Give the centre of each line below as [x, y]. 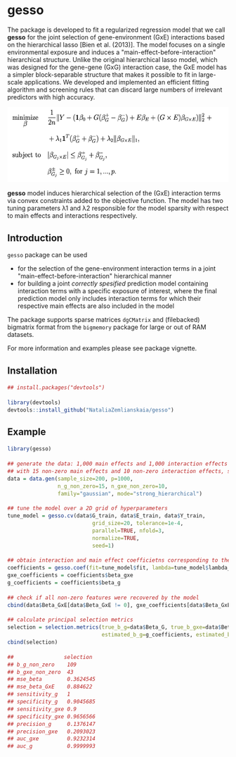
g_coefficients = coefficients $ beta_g [64, 583]
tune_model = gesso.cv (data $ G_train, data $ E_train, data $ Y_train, [106, 516]
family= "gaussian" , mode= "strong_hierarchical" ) [130, 493]
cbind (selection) [33, 642]
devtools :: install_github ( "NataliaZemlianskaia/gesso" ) [91, 410]
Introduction [35, 238]
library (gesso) [29, 449]
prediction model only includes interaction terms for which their [109, 299]
